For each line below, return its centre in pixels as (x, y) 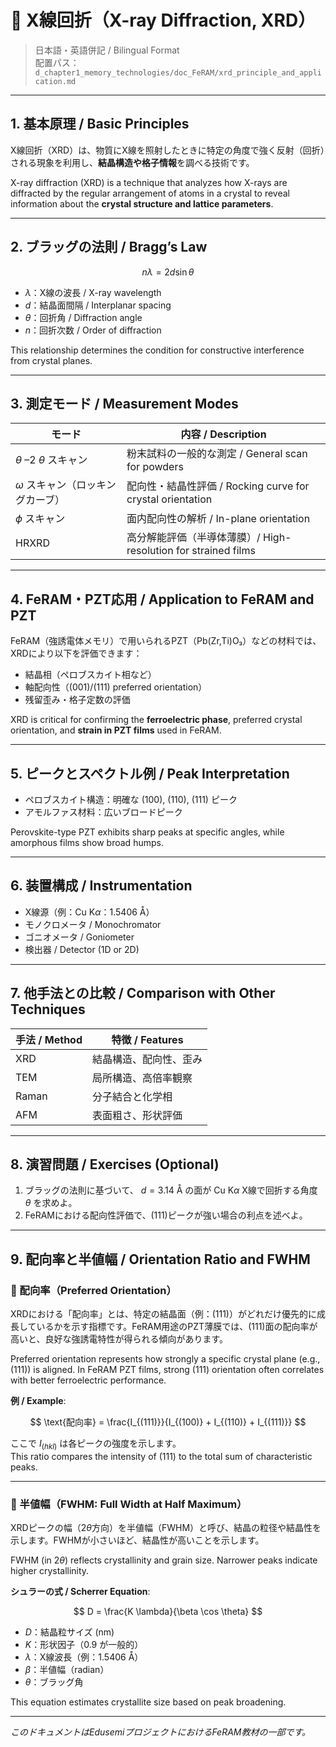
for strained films (215, 551)
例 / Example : (38, 1401)
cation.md (55, 81)
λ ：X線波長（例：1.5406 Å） (84, 1657)
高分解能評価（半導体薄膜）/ (193, 538)
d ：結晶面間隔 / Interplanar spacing (98, 305)
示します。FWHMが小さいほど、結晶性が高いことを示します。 (137, 1540)
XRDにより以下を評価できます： (76, 653)
